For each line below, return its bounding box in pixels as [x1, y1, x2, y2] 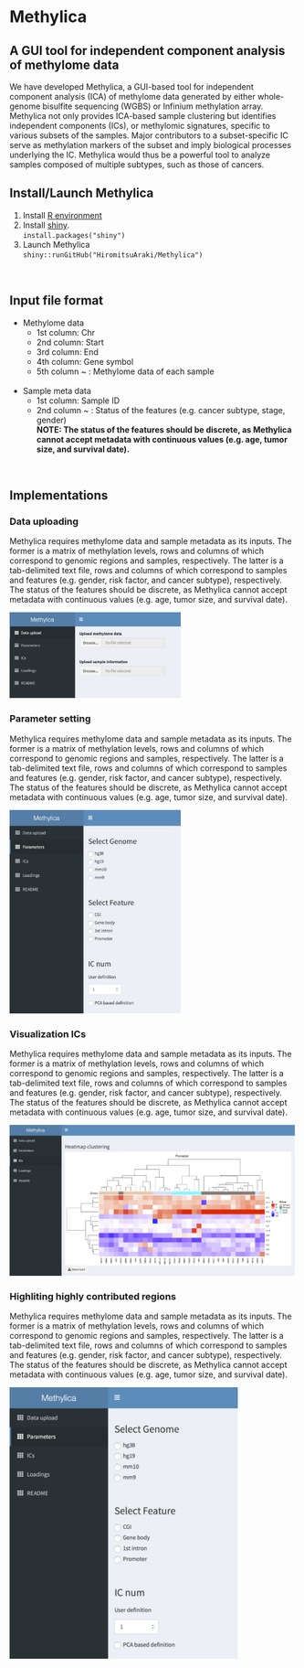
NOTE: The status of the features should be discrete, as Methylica [36, 423, 292, 435]
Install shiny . [22, 219, 70, 230]
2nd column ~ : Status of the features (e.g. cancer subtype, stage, [36, 404, 286, 415]
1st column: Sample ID [36, 395, 121, 406]
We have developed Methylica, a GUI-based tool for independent [9, 81, 254, 92]
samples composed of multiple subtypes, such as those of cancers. [9, 159, 265, 170]
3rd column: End [36, 346, 99, 358]
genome [9, 101, 41, 112]
